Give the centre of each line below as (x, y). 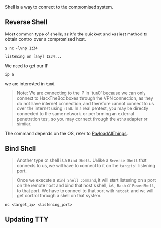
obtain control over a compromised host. (46, 39)
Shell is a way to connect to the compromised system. (59, 7)
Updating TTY (27, 219)
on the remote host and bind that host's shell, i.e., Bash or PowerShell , (86, 185)
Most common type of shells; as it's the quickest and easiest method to (76, 34)
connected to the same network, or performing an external (75, 113)
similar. (24, 124)
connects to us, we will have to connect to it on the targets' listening (86, 165)
